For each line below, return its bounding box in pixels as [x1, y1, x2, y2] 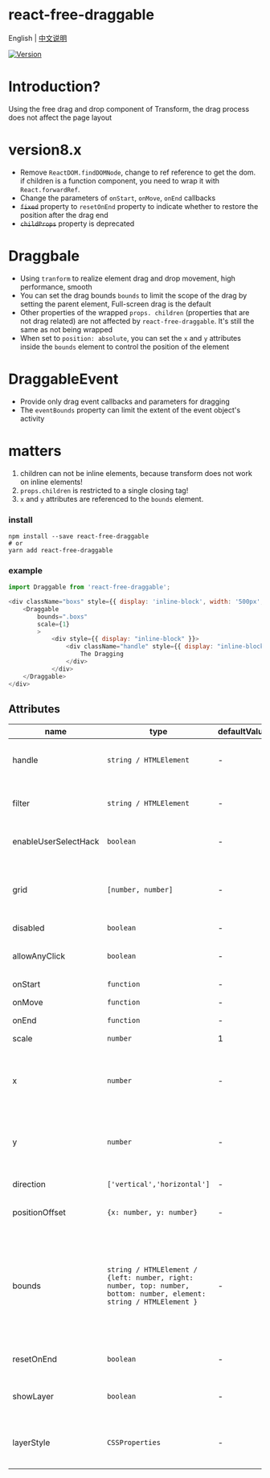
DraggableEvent [8, 370, 119, 388]
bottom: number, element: [107, 1289, 207, 1299]
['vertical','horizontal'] [107, 1180, 211, 1189]
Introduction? [8, 78, 101, 96]
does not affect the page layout [8, 113, 112, 122]
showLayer [12, 1391, 55, 1402]
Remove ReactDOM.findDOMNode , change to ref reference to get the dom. [19, 167, 256, 177]
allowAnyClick [12, 950, 66, 962]
